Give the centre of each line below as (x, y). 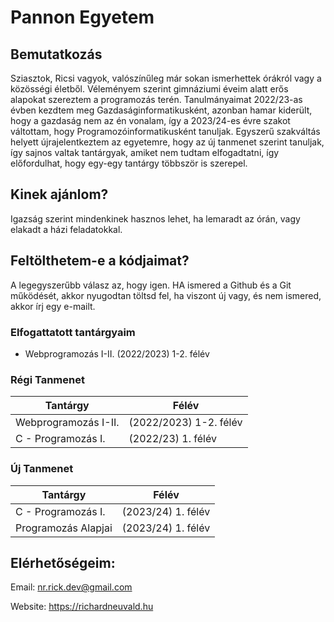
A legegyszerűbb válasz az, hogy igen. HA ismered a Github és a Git (151, 285)
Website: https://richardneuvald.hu (82, 607)
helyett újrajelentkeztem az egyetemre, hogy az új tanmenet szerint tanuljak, (167, 142)
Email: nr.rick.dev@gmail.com (71, 587)
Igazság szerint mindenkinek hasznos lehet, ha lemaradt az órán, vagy (155, 218)
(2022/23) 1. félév (172, 439)
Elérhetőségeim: (63, 562)
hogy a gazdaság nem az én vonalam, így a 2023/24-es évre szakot (150, 120)
